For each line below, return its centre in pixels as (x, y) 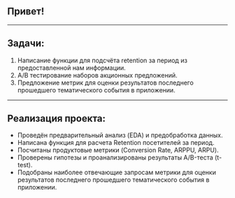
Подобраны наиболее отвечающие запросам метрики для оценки (117, 172)
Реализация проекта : (57, 119)
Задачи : (26, 44)
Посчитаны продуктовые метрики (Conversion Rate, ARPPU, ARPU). (118, 150)
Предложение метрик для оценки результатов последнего (105, 83)
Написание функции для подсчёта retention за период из (102, 60)
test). (25, 165)
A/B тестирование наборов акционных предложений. (97, 75)
